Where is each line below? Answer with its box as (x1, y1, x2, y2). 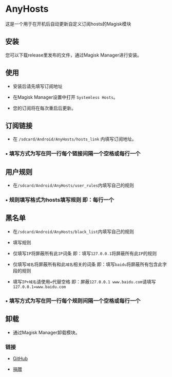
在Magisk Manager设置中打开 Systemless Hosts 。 (12, 94, 118, 100)
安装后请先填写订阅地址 (12, 83, 63, 89)
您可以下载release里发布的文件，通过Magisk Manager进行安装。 (5, 52, 142, 58)
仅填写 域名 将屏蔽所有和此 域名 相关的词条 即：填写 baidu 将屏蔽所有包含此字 (12, 261, 167, 267)
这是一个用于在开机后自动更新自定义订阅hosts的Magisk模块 (5, 21, 131, 27)
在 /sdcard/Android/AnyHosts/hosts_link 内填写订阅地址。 (12, 136, 137, 142)
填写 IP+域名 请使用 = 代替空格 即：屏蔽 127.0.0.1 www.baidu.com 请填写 (12, 278, 156, 284)
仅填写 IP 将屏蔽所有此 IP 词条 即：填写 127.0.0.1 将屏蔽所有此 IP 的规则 (12, 250, 157, 256)
